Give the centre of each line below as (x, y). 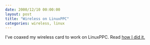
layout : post (18, 14)
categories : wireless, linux (35, 23)
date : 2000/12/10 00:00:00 (33, 10)
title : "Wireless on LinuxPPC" (37, 19)
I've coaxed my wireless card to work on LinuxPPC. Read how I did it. (75, 37)
